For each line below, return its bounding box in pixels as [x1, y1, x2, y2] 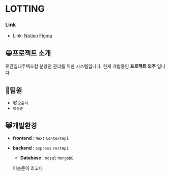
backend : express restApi [12, 144, 69, 151]
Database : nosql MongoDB [20, 155, 74, 161]
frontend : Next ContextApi [12, 135, 69, 141]
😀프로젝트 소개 [5, 49, 51, 57]
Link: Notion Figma [12, 33, 52, 39]
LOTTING [5, 3, 45, 15]
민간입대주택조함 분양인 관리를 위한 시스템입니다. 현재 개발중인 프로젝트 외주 [5, 63, 156, 69]
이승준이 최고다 [12, 165, 43, 171]
